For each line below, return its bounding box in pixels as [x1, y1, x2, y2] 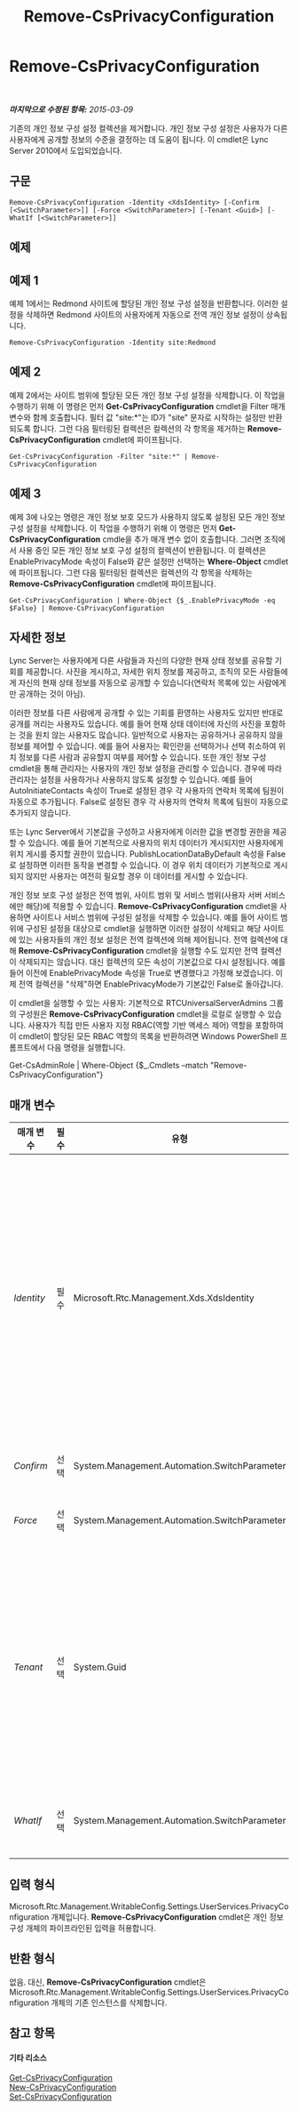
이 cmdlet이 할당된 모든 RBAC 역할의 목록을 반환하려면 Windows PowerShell [9, 1031, 278, 1042]
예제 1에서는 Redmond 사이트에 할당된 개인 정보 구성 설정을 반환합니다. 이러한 [9, 298, 279, 309]
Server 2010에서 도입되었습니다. [9, 145, 122, 156]
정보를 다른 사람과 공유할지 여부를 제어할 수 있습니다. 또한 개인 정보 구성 [18, 752, 267, 762]
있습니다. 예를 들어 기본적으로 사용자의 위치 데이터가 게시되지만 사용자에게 [27, 838, 284, 849]
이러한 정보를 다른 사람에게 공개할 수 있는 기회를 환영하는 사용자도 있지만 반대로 [9, 707, 284, 718]
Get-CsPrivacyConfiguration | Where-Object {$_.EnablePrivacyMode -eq [9, 596, 276, 605]
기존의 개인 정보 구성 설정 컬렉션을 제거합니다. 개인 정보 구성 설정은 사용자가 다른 [9, 123, 288, 133]
